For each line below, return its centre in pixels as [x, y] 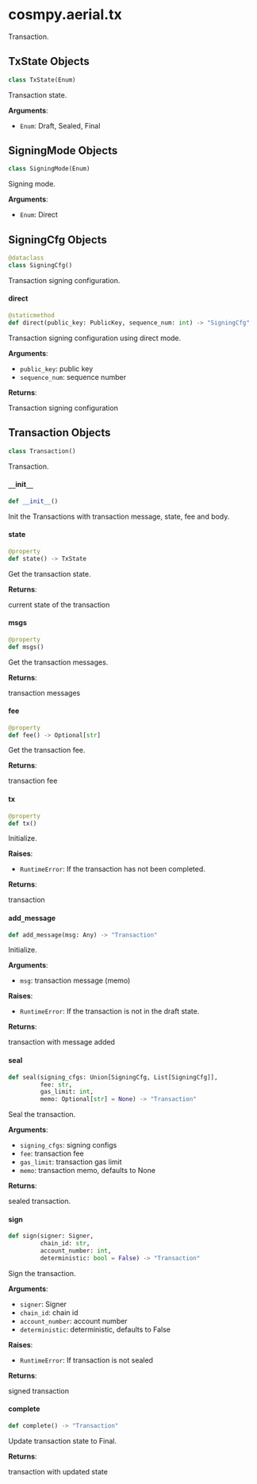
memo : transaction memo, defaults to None [88, 1171]
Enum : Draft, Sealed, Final [60, 125]
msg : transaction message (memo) [75, 980]
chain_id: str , [65, 1244]
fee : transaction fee [52, 1154]
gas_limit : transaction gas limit [71, 1162]
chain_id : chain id [49, 1312]
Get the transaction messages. [58, 662]
